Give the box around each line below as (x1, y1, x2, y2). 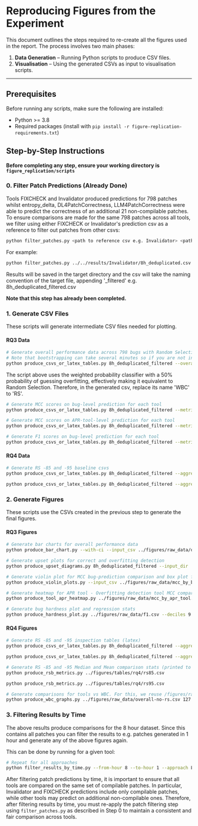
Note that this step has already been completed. (6, 294, 127, 302)
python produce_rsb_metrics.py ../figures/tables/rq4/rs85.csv (6, 669, 165, 676)
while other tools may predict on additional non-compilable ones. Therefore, (6, 795, 191, 802)
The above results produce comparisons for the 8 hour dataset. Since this (6, 724, 186, 731)
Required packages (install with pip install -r (14, 122, 130, 129)
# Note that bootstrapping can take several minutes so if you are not (6, 355, 186, 361)
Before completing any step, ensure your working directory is (6, 161, 160, 169)
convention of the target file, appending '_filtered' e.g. (6, 277, 137, 284)
